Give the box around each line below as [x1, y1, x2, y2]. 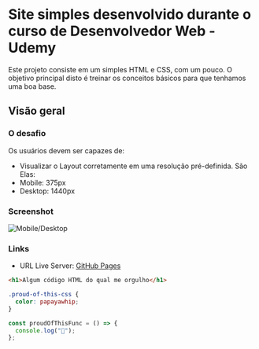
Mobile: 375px [19, 178, 66, 187]
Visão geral [8, 105, 65, 118]
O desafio [8, 128, 46, 139]
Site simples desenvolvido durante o [8, 6, 252, 24]
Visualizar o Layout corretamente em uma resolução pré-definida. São [19, 161, 248, 171]
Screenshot [8, 206, 54, 217]
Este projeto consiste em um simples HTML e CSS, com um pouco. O [8, 64, 232, 74]
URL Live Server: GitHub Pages [19, 261, 121, 270]
